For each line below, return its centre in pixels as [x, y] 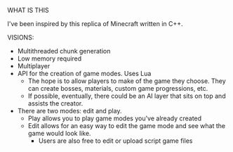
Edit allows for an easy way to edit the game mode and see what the [127, 126]
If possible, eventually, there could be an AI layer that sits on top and [127, 96]
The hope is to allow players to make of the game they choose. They [127, 81]
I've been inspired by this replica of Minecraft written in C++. [95, 24]
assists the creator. [55, 103]
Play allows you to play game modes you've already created [115, 118]
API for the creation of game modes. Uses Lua [84, 74]
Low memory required [49, 58]
